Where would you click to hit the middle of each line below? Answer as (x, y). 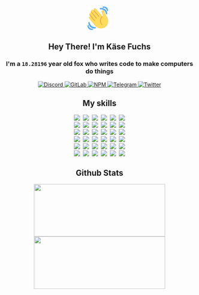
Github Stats (99, 173)
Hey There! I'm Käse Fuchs (99, 47)
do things (99, 71)
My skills (99, 103)
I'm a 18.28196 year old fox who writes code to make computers (99, 64)
